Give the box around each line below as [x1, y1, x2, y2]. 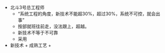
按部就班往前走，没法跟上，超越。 [17, 23, 90, 29]
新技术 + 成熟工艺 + [10, 42, 52, 48]
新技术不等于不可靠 [17, 30, 59, 35]
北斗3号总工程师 [10, 5, 45, 10]
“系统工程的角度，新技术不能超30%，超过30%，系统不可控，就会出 [17, 11, 160, 17]
